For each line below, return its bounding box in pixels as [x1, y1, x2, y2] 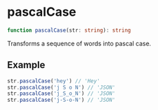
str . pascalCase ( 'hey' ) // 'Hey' [7, 77, 100, 85]
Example [7, 59, 46, 71]
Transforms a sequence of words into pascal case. [7, 39, 152, 47]
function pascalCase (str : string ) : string [7, 27, 131, 34]
